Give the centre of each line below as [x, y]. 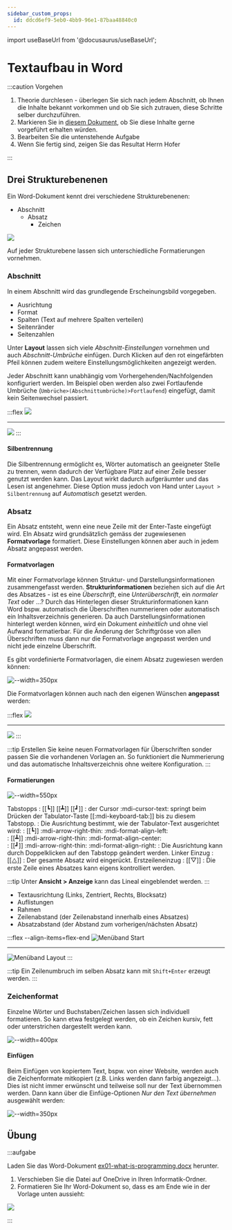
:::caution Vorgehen [35, 87]
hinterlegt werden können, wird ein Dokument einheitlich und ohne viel [108, 624]
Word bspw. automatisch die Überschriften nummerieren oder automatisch [113, 609]
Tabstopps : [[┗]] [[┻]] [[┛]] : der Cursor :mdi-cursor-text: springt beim [107, 809]
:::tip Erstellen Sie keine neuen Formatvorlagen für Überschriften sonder [109, 749]
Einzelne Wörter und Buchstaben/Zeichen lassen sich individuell [98, 1011]
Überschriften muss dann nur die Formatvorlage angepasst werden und [109, 639]
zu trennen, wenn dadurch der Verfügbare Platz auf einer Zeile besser [107, 471]
